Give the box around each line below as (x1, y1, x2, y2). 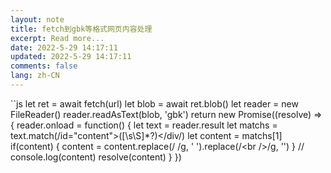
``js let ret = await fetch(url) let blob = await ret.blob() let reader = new (10, 97, 299, 110)
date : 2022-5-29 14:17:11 (10, 42, 118, 53)
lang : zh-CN (10, 71, 60, 81)
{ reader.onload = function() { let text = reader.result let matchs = (10, 119, 278, 131)
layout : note (10, 14, 65, 25)
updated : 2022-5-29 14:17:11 (10, 52, 132, 62)
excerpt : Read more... (10, 33, 105, 43)
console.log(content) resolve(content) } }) (10, 151, 182, 163)
